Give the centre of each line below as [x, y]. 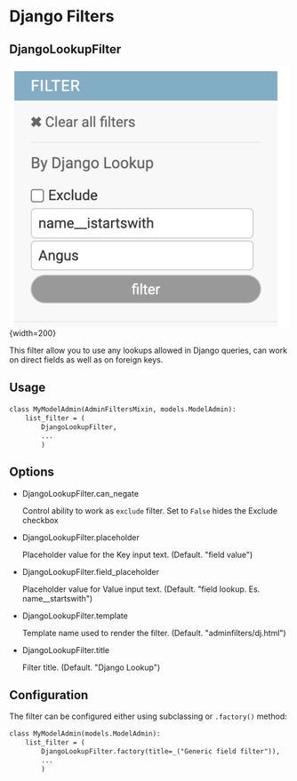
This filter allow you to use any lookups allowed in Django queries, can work [148, 350]
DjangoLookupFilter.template [75, 616]
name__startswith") [57, 598]
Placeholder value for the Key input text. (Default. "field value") [137, 554]
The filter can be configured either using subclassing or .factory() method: [148, 716]
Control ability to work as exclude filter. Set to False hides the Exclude [150, 510]
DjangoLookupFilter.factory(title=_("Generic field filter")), [161, 752]
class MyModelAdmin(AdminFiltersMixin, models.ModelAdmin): [123, 409]
